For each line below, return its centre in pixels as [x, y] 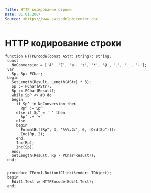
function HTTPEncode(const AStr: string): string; [58, 57]
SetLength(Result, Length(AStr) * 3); [52, 82]
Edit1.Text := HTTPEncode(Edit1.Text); [53, 182]
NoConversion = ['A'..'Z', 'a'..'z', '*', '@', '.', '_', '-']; [79, 65]
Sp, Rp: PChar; [27, 74]
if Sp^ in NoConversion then [46, 104]
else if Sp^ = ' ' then [40, 113]
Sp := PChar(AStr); [32, 87]
